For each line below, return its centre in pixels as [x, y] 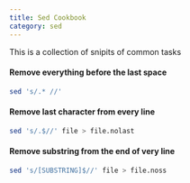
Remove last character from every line [82, 112]
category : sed [36, 26]
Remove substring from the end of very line [92, 151]
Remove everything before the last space [88, 72]
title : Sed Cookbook [48, 18]
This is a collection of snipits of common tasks [95, 51]
